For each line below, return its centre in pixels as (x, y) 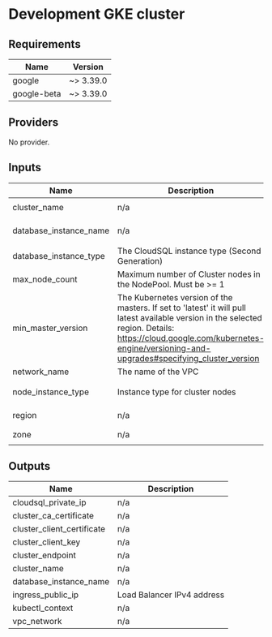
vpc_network (37, 622)
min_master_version (50, 328)
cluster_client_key (47, 542)
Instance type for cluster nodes (176, 392)
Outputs (30, 466)
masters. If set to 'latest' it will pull (182, 308)
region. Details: (146, 328)
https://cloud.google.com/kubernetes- (191, 338)
